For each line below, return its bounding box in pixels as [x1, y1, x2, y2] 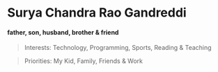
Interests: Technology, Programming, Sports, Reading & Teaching [24, 44, 212, 52]
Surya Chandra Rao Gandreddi [7, 5, 187, 21]
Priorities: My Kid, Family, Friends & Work [24, 57, 143, 65]
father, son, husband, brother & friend [7, 28, 119, 36]
